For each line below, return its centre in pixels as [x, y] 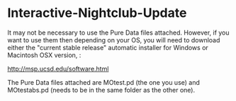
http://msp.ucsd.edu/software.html [58, 69]
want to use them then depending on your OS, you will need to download [114, 40]
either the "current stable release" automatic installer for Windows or [108, 47]
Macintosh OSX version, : [44, 55]
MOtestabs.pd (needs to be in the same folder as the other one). [101, 90]
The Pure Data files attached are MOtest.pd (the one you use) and [104, 82]
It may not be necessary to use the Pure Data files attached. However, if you [118, 32]
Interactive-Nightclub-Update [97, 13]
